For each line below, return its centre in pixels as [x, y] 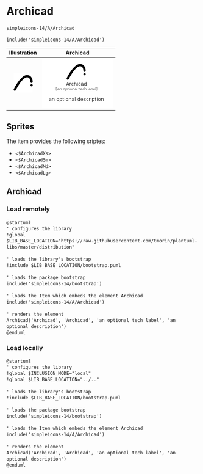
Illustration [23, 53]
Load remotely [28, 209]
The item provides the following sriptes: [56, 141]
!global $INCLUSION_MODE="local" [49, 373]
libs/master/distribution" [41, 247]
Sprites [20, 126]
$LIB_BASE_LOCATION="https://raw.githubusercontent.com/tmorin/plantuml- [102, 241]
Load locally [25, 348]
